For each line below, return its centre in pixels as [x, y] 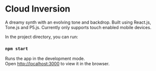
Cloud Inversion [38, 9]
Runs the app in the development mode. [45, 58]
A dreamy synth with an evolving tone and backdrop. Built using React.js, [78, 22]
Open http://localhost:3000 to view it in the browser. [57, 64]
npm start [17, 49]
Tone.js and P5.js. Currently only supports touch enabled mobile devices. [78, 27]
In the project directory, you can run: [42, 37]
